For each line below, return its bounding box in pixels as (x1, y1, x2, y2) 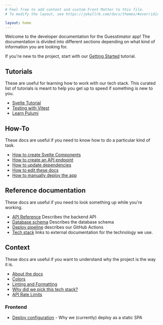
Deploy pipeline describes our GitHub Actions (12, 224, 103, 230)
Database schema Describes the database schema (12, 219, 114, 225)
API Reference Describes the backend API (12, 214, 97, 220)
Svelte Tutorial (12, 100, 41, 106)
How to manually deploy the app (12, 173, 77, 178)
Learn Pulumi (12, 110, 39, 116)
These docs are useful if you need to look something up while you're (5, 199, 142, 205)
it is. (5, 261, 14, 267)
